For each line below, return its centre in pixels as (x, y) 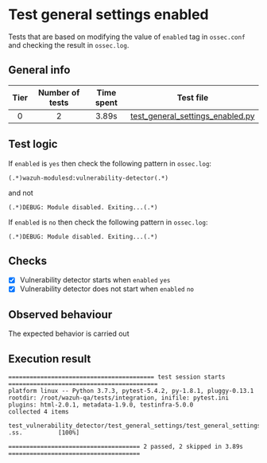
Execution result (50, 358)
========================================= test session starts (117, 377)
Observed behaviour (60, 315)
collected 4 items (39, 412)
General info (39, 70)
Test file (193, 97)
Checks (28, 261)
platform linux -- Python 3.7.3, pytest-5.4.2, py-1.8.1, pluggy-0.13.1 (131, 391)
